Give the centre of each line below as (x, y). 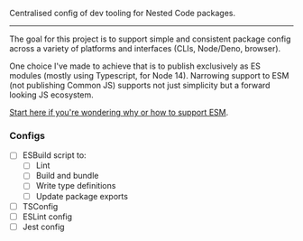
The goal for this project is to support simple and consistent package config (150, 39)
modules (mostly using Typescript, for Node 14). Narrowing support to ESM (149, 75)
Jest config (43, 227)
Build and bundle (67, 176)
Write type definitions (76, 186)
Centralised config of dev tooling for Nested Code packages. (123, 13)
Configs (27, 135)
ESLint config (47, 217)
